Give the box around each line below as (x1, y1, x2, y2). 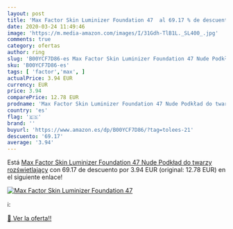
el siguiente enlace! (7, 173, 63, 181)
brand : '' (7, 119, 36, 127)
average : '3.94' (7, 139, 54, 146)
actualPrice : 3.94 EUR (7, 74, 73, 82)
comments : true (7, 36, 51, 43)
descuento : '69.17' (7, 133, 64, 139)
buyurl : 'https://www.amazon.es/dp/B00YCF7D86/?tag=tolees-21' (7, 126, 194, 133)
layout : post (7, 10, 45, 17)
